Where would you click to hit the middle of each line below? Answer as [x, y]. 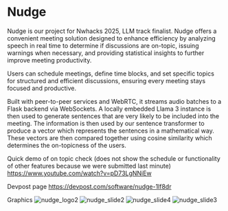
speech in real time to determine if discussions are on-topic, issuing [103, 45]
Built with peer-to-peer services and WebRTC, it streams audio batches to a [114, 101]
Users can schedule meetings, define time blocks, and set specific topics [111, 74]
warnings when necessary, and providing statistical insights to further [106, 53]
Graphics [20, 199]
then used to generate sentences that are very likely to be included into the [113, 116]
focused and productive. [42, 88]
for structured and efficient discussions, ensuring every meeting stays [106, 80]
